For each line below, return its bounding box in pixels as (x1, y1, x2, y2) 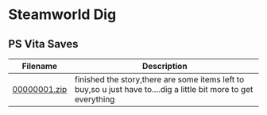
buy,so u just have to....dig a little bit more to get (74, 84, 253, 94)
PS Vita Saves (8, 37, 79, 51)
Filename (21, 61, 58, 71)
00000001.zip (12, 84, 68, 94)
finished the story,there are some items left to (74, 74, 245, 85)
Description (141, 61, 188, 71)
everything (74, 94, 115, 105)
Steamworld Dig (8, 6, 117, 24)
